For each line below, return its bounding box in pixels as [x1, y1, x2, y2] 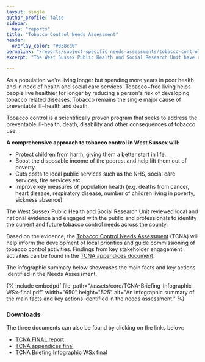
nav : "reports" [12, 26, 51, 32]
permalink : [6, 49, 34, 55]
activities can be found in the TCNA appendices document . [6, 252, 155, 259]
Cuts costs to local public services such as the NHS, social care [15, 170, 176, 177]
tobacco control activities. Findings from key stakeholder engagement [6, 245, 182, 253]
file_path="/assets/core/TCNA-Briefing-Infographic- [62, 282, 194, 289]
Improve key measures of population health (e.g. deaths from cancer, [15, 183, 190, 190]
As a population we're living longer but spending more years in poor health [6, 76, 194, 83]
